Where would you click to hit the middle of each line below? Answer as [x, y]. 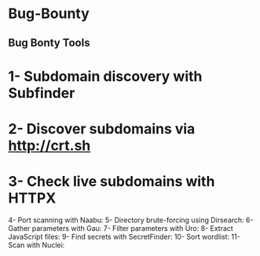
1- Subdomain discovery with [105, 76]
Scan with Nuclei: [37, 245]
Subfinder [42, 93]
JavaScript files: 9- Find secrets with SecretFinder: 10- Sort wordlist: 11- [125, 236]
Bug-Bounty [49, 14]
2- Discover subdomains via [102, 128]
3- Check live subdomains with [112, 182]
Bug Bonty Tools [49, 43]
